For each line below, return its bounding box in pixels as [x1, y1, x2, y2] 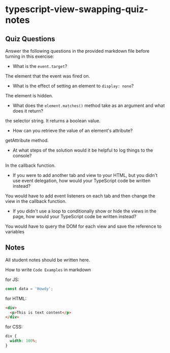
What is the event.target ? [12, 63, 67, 69]
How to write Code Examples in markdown [5, 266, 91, 272]
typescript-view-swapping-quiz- [5, 4, 149, 15]
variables [5, 229, 24, 234]
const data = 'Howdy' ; [5, 286, 53, 291]
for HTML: [5, 295, 27, 301]
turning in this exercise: [5, 53, 54, 59]
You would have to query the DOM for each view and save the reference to [5, 223, 162, 229]
